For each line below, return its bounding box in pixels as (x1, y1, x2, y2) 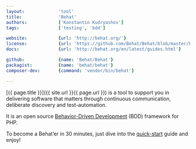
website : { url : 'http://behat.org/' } (6, 36, 127, 41)
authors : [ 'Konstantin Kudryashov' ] (6, 19, 124, 25)
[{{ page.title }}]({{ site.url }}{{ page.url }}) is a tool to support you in (6, 89, 170, 96)
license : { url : (6, 41, 72, 47)
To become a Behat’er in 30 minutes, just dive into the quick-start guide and (6, 130, 188, 137)
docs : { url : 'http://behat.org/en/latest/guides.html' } (6, 46, 181, 53)
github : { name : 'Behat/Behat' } (6, 57, 114, 63)
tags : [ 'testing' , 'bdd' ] (6, 25, 106, 31)
